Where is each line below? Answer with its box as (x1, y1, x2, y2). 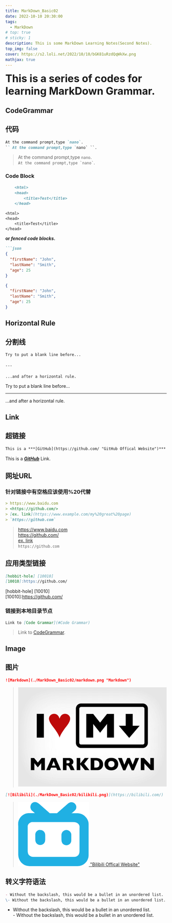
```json (5, 246, 22, 251)
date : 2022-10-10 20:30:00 (5, 13, 63, 19)
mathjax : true (5, 57, 36, 62)
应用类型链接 (5, 559, 46, 568)
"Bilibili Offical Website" (90, 861, 140, 868)
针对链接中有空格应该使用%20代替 (5, 488, 91, 495)
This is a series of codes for (5, 72, 142, 85)
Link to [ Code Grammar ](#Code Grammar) (5, 620, 91, 625)
